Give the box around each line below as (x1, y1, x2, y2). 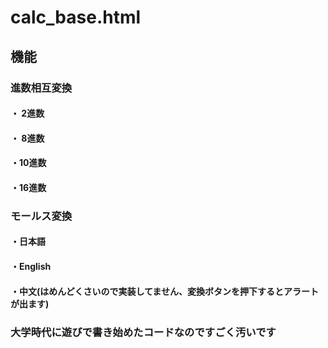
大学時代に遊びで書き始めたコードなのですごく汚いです (10, 325, 277, 339)
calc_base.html (10, 6, 142, 29)
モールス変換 (10, 209, 73, 223)
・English (10, 260, 52, 272)
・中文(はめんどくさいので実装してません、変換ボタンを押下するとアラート (10, 285, 319, 297)
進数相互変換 (10, 81, 73, 95)
